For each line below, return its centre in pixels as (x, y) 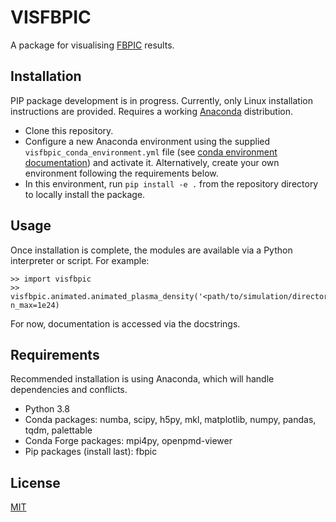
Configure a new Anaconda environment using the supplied (147, 141)
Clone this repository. (69, 130)
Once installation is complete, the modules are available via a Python (151, 250)
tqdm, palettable (58, 430)
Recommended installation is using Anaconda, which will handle (142, 379)
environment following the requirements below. (121, 173)
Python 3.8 (47, 409)
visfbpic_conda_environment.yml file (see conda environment (151, 152)
